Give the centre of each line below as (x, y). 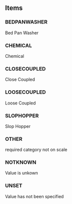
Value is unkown (22, 173)
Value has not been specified (35, 196)
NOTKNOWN (21, 162)
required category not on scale (36, 150)
